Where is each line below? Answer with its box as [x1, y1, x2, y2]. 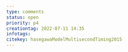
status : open [6, 14, 39, 20]
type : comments [6, 8, 44, 15]
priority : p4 [6, 20, 39, 26]
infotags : [6, 31, 31, 37]
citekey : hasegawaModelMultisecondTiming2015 [6, 36, 122, 42]
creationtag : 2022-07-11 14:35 [6, 25, 85, 32]
